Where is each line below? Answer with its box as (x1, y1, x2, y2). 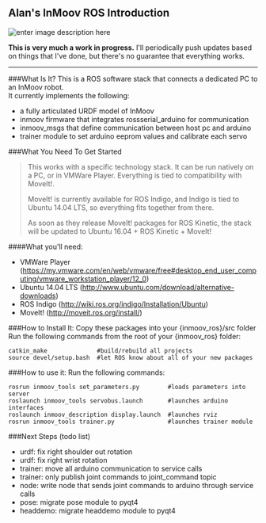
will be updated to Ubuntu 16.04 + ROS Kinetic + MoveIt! (27, 226, 212, 236)
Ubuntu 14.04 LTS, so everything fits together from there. (27, 202, 215, 212)
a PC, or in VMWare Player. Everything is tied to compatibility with (27, 170, 242, 180)
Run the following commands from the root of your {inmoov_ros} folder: (8, 331, 241, 341)
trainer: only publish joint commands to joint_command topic (19, 471, 217, 482)
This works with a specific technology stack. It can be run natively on (27, 162, 254, 171)
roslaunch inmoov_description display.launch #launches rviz (8, 410, 218, 418)
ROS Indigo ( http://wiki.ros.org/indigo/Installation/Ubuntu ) (19, 299, 208, 308)
